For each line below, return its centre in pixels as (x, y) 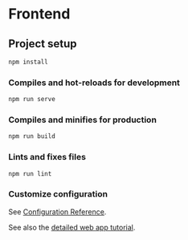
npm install (28, 62)
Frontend (39, 14)
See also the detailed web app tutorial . (72, 227)
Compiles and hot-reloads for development (94, 83)
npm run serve (32, 100)
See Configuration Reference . (57, 212)
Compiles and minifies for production (82, 120)
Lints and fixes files (47, 157)
